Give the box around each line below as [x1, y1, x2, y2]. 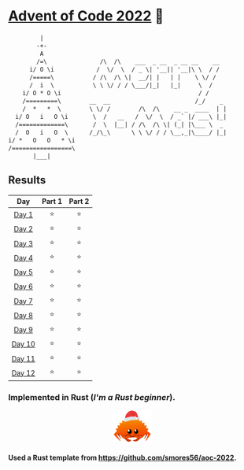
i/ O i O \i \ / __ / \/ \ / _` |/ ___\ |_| [15, 113, 227, 120]
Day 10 [11, 339, 35, 349]
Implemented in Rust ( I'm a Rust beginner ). [8, 391, 176, 402]
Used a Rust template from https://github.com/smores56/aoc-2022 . [8, 453, 237, 463]
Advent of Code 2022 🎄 [8, 7, 165, 25]
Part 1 [42, 197, 63, 206]
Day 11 [11, 353, 35, 363]
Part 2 [68, 197, 90, 206]
